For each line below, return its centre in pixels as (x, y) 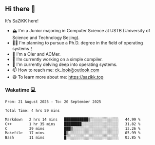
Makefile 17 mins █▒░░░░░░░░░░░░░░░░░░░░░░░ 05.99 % (73, 133)
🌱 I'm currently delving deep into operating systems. (65, 64)
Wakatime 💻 (20, 90)
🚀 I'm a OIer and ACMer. (36, 54)
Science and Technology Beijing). (46, 38)
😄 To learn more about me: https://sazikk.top (58, 77)
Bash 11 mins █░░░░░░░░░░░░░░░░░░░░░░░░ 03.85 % (73, 138)
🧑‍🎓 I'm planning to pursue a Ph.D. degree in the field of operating (77, 42)
